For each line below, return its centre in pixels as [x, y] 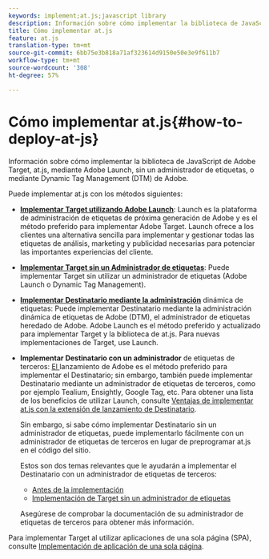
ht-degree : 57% [34, 75]
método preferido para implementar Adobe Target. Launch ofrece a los [137, 226]
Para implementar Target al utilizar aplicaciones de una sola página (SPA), [130, 537]
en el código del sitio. [55, 450]
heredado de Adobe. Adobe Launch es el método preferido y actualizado [140, 325]
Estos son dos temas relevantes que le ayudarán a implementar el [128, 465]
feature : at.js [34, 38]
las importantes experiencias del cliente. [86, 251]
